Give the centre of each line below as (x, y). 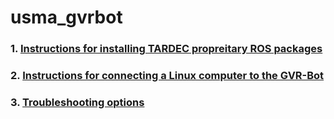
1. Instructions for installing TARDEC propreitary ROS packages (166, 49)
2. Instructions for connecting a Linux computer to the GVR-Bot (167, 76)
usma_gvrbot (66, 17)
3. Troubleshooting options (77, 102)
